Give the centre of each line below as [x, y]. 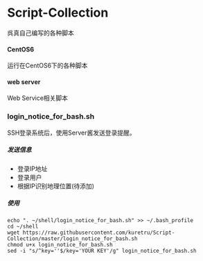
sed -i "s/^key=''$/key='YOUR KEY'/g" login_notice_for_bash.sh [102, 251]
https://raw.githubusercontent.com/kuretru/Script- [99, 233]
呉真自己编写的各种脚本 [41, 33]
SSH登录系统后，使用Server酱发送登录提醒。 [72, 133]
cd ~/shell [23, 226]
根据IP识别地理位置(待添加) [56, 186]
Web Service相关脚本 [37, 98]
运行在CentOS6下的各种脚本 [47, 66]
